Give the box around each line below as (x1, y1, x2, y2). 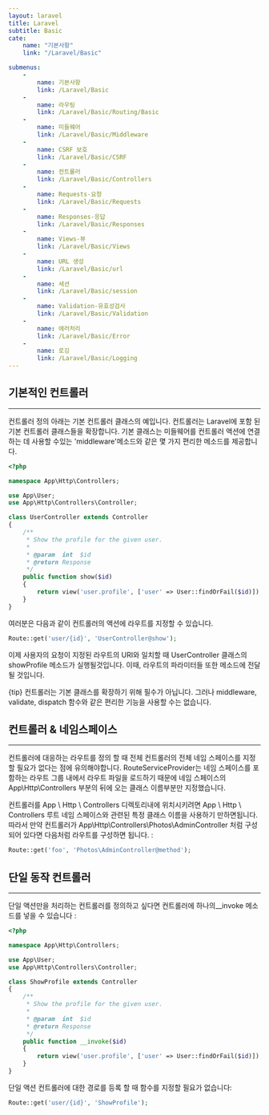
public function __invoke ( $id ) (22, 1037, 127, 1045)
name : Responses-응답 (37, 213, 106, 221)
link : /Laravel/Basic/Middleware (37, 131, 149, 139)
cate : (8, 34, 26, 43)
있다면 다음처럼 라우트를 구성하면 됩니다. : (22, 830, 154, 840)
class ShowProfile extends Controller (8, 978, 138, 986)
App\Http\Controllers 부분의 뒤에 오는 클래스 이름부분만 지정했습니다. (8, 783, 226, 793)
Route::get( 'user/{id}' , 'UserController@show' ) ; (8, 635, 178, 643)
